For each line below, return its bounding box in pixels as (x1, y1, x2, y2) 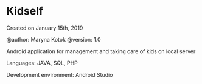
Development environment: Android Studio (6, 71, 113, 78)
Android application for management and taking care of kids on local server (6, 47, 196, 55)
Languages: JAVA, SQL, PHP (6, 59, 78, 66)
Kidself (6, 4, 44, 18)
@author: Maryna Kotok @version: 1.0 (6, 36, 101, 43)
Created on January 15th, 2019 (6, 24, 83, 31)
